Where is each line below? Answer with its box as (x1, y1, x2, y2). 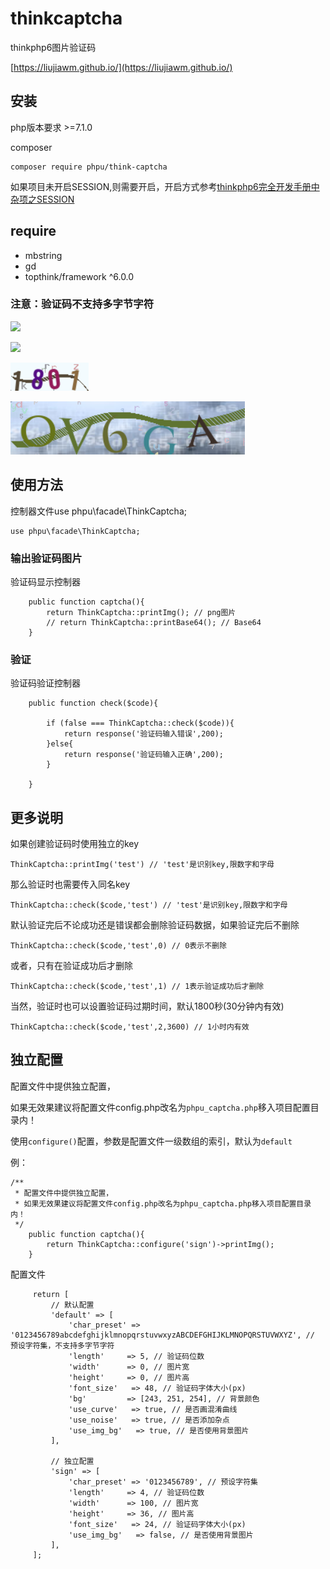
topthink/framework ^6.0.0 (24, 270, 135, 282)
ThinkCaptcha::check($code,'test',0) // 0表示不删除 (10, 941, 227, 951)
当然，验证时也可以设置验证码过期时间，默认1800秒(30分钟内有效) (10, 1000, 285, 1012)
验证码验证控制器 (10, 677, 81, 689)
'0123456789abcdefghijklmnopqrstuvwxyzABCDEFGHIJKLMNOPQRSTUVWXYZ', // (10, 1330, 315, 1340)
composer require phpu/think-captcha (10, 162, 168, 172)
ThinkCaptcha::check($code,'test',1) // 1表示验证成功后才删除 (10, 982, 265, 992)
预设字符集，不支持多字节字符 (10, 1340, 115, 1351)
